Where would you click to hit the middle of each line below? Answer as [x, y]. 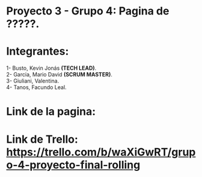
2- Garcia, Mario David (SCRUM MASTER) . [59, 75]
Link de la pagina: [51, 112]
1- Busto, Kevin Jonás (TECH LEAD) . [51, 68]
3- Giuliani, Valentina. [33, 81]
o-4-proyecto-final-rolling [73, 165]
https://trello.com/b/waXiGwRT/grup [101, 152]
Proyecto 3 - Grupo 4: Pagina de [88, 11]
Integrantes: [38, 51]
